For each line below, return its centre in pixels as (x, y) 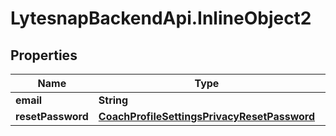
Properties (44, 55)
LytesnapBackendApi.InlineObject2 (161, 18)
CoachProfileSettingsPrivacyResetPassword (207, 116)
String (113, 100)
